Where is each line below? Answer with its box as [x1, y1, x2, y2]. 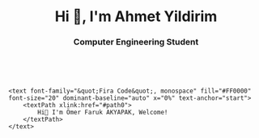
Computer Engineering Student [73, 37, 199, 48]
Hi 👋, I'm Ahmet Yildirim [54, 7, 218, 26]
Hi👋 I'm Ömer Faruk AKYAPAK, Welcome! [37, 109, 168, 117]
